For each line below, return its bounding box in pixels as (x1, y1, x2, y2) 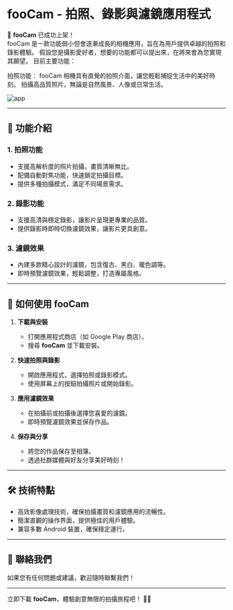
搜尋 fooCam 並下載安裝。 (27, 341, 104, 349)
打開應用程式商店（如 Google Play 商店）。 (27, 333, 148, 341)
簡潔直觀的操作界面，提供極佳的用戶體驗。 (17, 516, 139, 525)
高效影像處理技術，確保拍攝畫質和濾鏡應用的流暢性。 (17, 507, 170, 516)
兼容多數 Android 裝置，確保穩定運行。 (17, 525, 129, 533)
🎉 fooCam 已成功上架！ (7, 31, 75, 39)
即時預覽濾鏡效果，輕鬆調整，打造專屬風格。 (17, 269, 146, 278)
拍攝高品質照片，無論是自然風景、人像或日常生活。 (20, 80, 167, 88)
